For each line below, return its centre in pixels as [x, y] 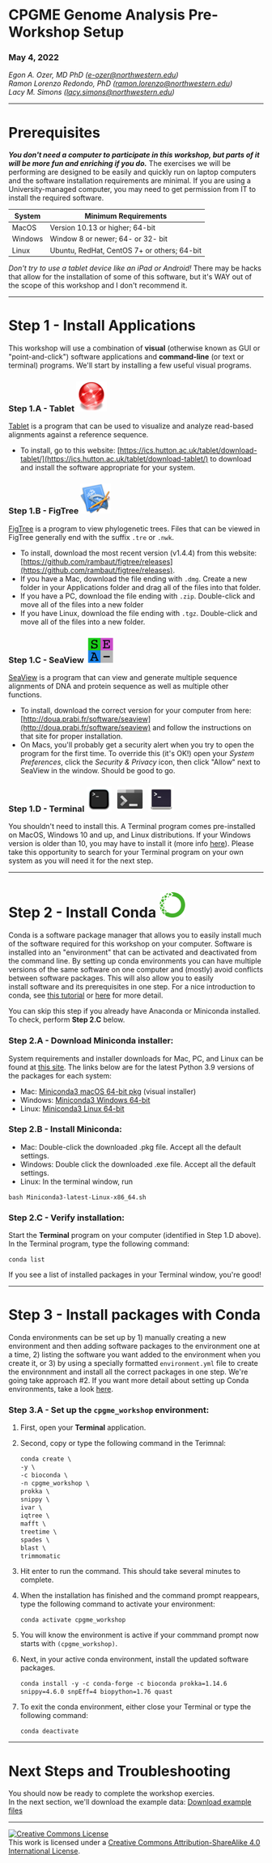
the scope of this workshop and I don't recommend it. [98, 286]
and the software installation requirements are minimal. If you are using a [130, 181]
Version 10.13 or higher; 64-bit [103, 228]
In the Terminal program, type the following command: [99, 1244]
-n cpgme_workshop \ [55, 1483]
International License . [45, 1851]
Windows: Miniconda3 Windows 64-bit [85, 1100]
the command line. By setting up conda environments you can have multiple [135, 961]
